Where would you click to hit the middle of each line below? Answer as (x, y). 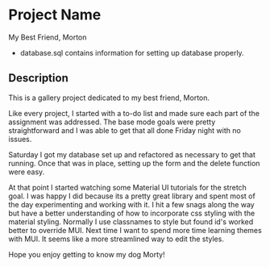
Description (38, 78)
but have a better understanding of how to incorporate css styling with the (132, 213)
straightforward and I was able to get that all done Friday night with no (125, 130)
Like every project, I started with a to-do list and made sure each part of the (134, 113)
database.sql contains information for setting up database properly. (132, 52)
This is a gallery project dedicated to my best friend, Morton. (109, 98)
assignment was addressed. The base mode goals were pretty (112, 122)
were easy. (27, 172)
